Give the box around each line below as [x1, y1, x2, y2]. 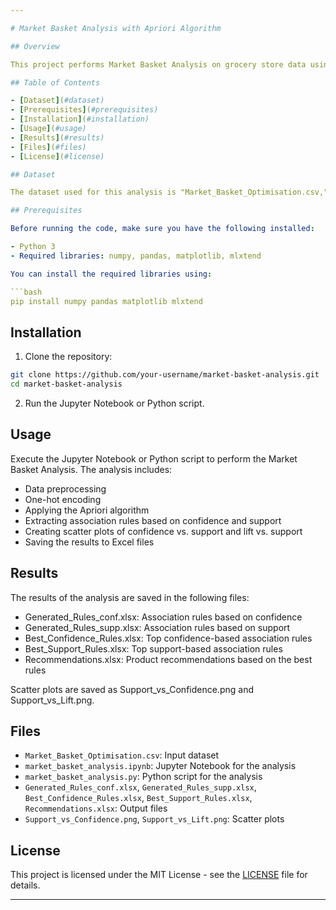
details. [10, 879, 41, 891]
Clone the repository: [24, 351, 113, 363]
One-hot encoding [24, 493, 102, 505]
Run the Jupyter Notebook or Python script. [24, 397, 205, 409]
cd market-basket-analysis [10, 379, 123, 390]
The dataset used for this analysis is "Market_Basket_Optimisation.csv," [10, 187, 329, 198]
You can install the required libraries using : [10, 269, 213, 279]
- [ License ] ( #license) [10, 151, 105, 161]
